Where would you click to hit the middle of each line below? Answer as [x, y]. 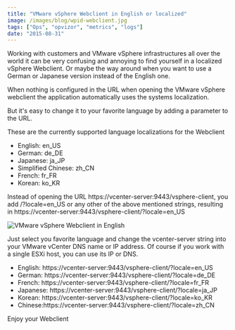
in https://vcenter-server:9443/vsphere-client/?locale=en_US [96, 212]
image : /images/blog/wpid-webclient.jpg [68, 20]
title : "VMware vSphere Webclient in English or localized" [97, 14]
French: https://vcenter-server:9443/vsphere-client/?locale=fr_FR [113, 283]
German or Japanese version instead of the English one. [89, 76]
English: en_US [39, 146]
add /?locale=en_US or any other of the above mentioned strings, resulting [115, 204]
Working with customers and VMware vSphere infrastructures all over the [114, 54]
